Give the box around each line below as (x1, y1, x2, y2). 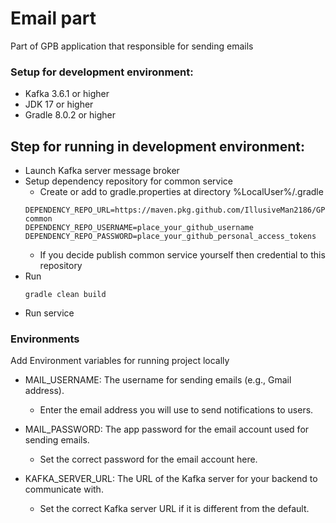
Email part (10, 7, 97, 30)
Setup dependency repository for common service (24, 175, 234, 187)
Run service (24, 307, 75, 319)
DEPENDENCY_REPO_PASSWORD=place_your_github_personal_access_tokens (24, 232, 317, 242)
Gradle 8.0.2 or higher (24, 109, 117, 121)
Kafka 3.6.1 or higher (24, 88, 110, 100)
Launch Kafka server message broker (24, 165, 180, 177)
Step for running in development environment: (10, 138, 306, 155)
